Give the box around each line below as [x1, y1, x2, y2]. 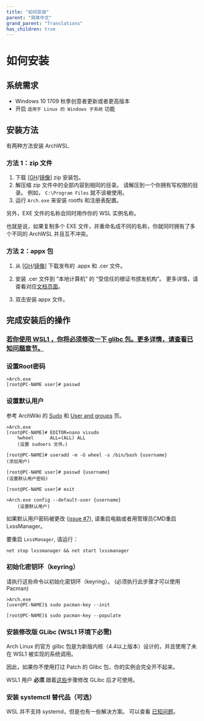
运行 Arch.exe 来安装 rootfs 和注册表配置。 [15, 196, 122, 204]
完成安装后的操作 [6, 315, 71, 326]
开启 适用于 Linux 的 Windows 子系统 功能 [15, 105, 116, 113]
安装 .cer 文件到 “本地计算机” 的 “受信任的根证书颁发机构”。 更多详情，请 [15, 275, 199, 282]
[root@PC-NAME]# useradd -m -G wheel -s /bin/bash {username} [6, 452, 167, 458]
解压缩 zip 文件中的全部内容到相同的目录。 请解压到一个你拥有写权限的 [15, 181, 193, 189]
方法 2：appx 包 [6, 247, 54, 256]
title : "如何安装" [6, 9, 50, 15]
